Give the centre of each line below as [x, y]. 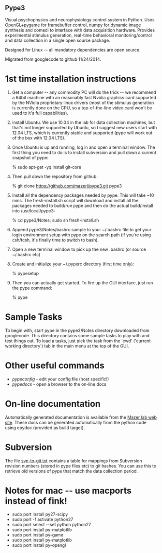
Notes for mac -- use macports [68, 491]
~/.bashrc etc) [26, 254]
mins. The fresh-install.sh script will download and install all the [75, 200]
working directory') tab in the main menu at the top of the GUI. [67, 346]
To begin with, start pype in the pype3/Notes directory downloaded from [77, 330]
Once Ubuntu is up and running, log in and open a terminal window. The [84, 147]
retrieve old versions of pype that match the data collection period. [71, 471]
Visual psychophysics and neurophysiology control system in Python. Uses [80, 19]
